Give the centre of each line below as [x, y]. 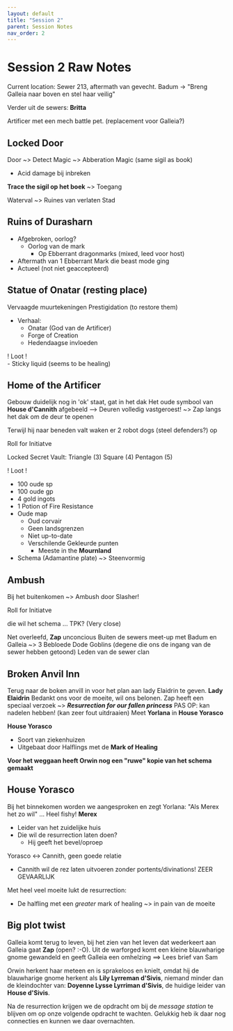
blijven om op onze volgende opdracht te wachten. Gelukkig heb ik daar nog [116, 1014]
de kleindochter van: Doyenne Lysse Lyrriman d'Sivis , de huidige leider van [116, 985]
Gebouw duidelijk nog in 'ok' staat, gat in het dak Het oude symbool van [110, 402]
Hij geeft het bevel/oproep [65, 842]
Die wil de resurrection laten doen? [67, 835]
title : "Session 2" [35, 20]
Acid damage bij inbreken [54, 173]
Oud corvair [45, 521]
